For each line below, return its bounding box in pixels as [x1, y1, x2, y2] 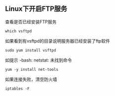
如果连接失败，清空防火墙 [5, 76, 57, 82]
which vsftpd [5, 29, 32, 34]
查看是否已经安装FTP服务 [5, 19, 57, 25]
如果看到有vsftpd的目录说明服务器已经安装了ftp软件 [5, 38, 110, 44]
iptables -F [5, 86, 30, 91]
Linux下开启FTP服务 [5, 4, 68, 13]
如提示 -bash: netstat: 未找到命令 [5, 57, 72, 63]
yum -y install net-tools [5, 67, 58, 72]
